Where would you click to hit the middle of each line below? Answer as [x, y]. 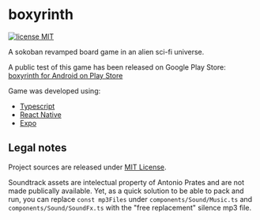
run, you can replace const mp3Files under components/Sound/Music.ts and [130, 199]
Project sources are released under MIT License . [88, 167]
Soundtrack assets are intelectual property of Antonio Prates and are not [126, 182]
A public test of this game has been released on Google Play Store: [117, 67]
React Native [40, 114]
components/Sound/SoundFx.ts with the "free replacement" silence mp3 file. [130, 207]
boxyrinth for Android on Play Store [66, 75]
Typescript [37, 106]
